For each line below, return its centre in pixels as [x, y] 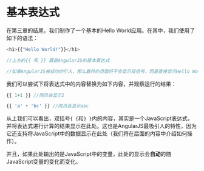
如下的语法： [22, 38]
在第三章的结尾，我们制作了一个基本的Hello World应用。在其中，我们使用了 [101, 30]
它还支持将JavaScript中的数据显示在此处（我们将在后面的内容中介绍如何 [97, 133]
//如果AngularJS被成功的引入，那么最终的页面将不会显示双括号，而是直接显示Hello [98, 71]
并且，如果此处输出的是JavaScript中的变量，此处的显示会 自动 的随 [89, 154]
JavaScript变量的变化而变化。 [44, 162]
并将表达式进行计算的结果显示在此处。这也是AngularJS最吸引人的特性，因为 [102, 126]
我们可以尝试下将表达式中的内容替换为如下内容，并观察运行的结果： [91, 84]
